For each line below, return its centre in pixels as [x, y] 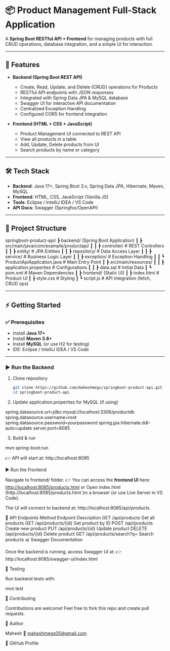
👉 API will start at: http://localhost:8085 [47, 458]
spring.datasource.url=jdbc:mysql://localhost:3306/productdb [70, 412]
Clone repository [30, 378]
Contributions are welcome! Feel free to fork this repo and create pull [77, 608]
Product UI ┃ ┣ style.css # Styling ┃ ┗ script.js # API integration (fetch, [78, 278]
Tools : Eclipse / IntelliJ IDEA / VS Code [53, 202]
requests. [15, 614]
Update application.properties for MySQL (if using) [66, 402]
